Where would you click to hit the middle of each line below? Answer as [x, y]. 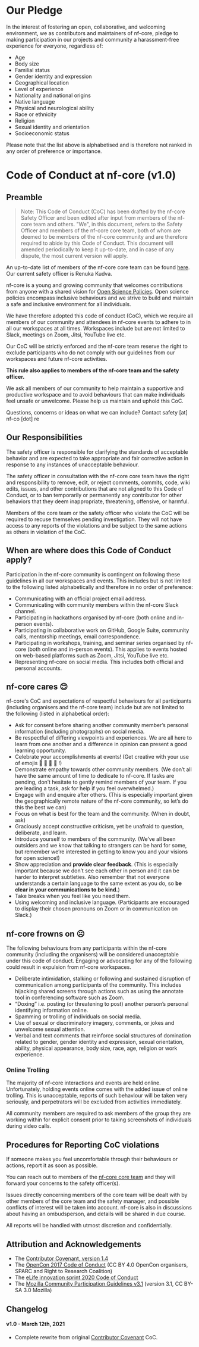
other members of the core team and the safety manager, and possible [93, 1201]
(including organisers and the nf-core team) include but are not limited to [95, 707]
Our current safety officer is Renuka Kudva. [59, 273]
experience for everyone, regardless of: [55, 46]
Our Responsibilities [45, 437]
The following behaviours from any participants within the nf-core [87, 948]
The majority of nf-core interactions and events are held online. [84, 1083]
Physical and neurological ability [54, 108]
